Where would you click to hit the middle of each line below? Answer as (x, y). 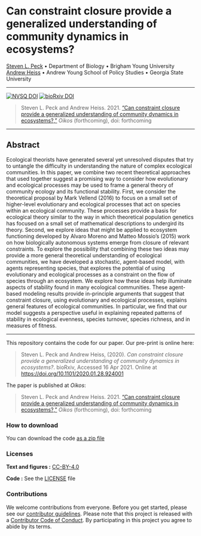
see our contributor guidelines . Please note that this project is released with (99, 513)
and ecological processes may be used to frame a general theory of (90, 185)
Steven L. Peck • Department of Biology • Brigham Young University (90, 66)
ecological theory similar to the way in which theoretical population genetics (100, 217)
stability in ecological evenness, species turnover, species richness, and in (98, 319)
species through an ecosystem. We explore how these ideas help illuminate (99, 281)
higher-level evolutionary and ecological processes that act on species (93, 204)
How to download (32, 425)
